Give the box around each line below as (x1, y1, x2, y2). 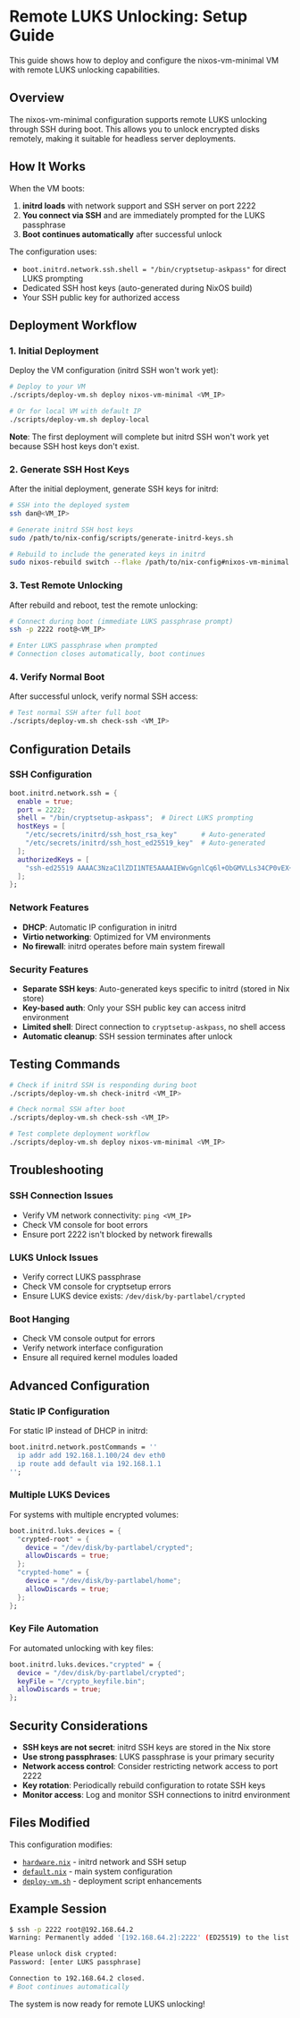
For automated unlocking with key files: (9, 1642, 154, 1653)
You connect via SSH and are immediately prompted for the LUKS (21, 209, 266, 220)
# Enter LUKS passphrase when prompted (9, 642, 158, 651)
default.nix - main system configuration (21, 1866, 172, 1877)
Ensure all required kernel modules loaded (21, 1352, 179, 1363)
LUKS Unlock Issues (9, 1251, 99, 1264)
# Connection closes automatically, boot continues (9, 650, 205, 659)
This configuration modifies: (9, 1839, 113, 1850)
